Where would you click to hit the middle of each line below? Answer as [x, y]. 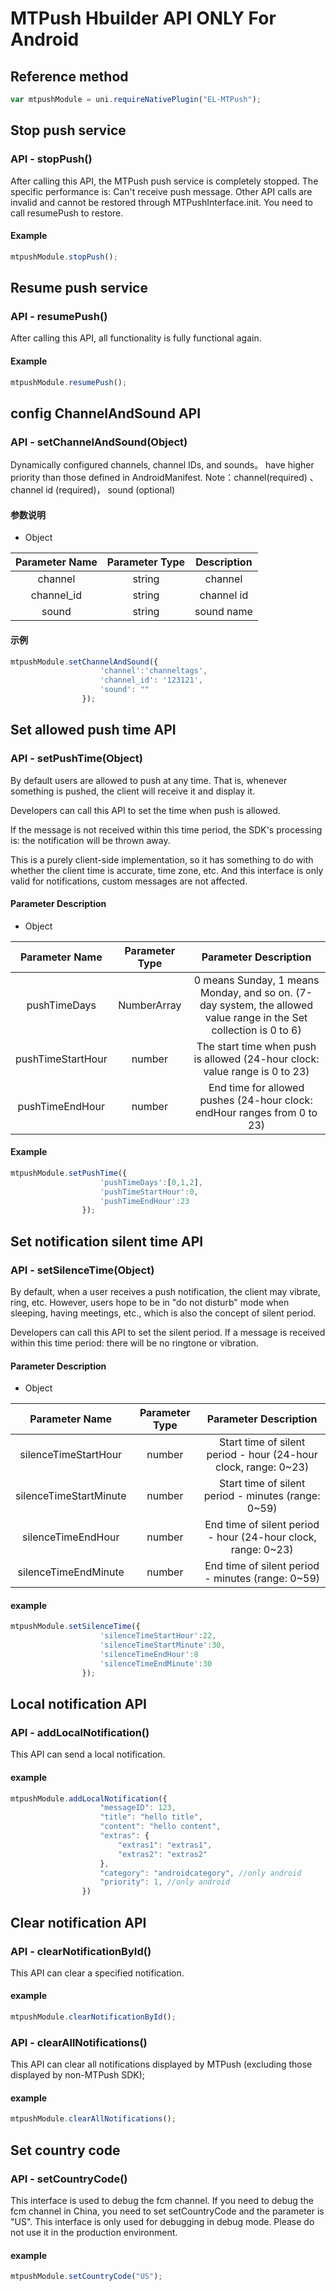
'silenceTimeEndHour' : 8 [149, 1655]
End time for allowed [256, 1087]
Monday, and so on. [246, 992]
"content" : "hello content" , [160, 1827]
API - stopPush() [51, 159]
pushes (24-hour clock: [256, 1100]
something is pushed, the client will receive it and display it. [133, 791]
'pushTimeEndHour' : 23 [144, 1201]
